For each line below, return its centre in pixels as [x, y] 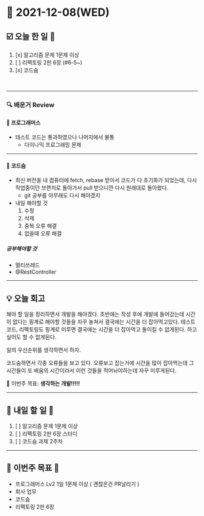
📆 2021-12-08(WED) [58, 12]
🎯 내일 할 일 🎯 [30, 410]
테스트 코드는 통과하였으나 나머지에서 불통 [65, 137]
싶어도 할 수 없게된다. [31, 337]
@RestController [36, 272]
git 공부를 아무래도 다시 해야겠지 [62, 196]
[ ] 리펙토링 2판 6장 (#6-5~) [49, 62]
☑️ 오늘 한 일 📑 [31, 36]
